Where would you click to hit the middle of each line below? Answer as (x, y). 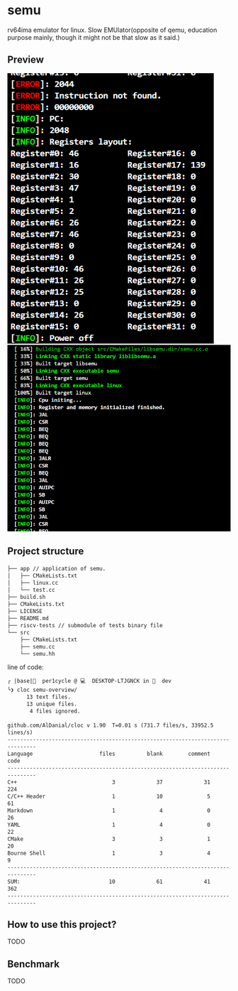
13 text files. (49, 697)
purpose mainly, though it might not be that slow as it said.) (94, 37)
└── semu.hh (38, 654)
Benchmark (34, 964)
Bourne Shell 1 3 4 (109, 853)
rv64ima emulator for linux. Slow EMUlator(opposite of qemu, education (112, 30)
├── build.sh (27, 597)
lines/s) (20, 732)
